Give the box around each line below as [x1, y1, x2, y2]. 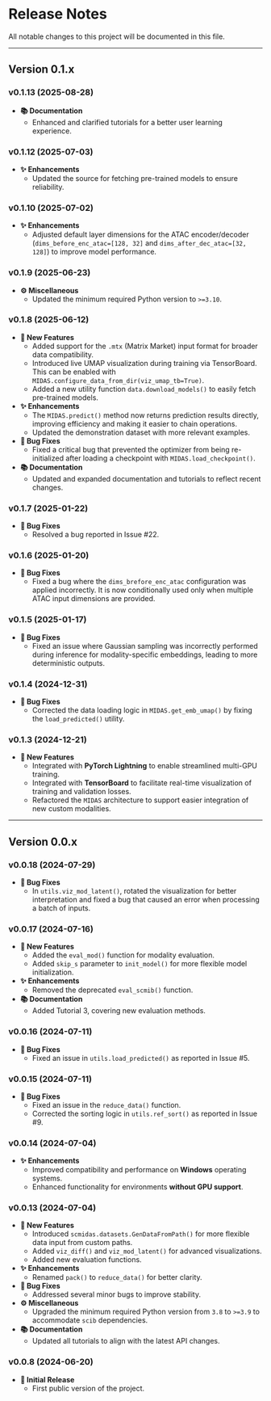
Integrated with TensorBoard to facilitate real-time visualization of [31, 778, 252, 788]
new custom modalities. [31, 804, 111, 814]
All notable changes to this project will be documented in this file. [8, 32, 226, 41]
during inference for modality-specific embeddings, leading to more [31, 650, 258, 659]
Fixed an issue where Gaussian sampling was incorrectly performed [31, 641, 258, 650]
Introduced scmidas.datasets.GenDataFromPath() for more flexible [31, 1229, 250, 1239]
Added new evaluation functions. [31, 1255, 143, 1264]
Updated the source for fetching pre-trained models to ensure [31, 173, 238, 183]
